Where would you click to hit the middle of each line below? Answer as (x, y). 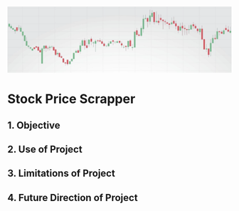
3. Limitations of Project (61, 174)
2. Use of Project (45, 150)
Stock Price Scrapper (71, 99)
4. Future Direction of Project (73, 198)
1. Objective (34, 125)
